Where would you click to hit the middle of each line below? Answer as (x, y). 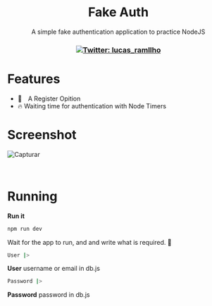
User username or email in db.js (54, 269)
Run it (16, 216)
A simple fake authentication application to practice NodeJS (118, 32)
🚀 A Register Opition (49, 98)
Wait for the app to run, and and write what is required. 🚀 (89, 242)
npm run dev (25, 229)
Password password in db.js (49, 295)
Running (32, 196)
